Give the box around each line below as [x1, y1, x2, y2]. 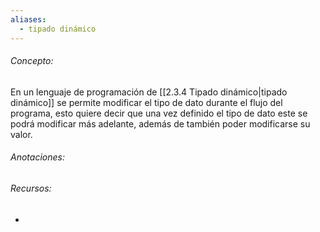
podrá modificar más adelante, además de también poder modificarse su [10, 117, 311, 130]
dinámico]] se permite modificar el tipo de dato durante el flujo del [10, 96, 283, 108]
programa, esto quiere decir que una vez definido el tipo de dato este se [10, 107, 308, 119]
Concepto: [10, 55, 54, 67]
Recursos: [10, 182, 52, 194]
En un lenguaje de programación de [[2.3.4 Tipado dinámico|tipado [10, 86, 288, 98]
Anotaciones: [10, 151, 65, 163]
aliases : [10, 14, 47, 25]
